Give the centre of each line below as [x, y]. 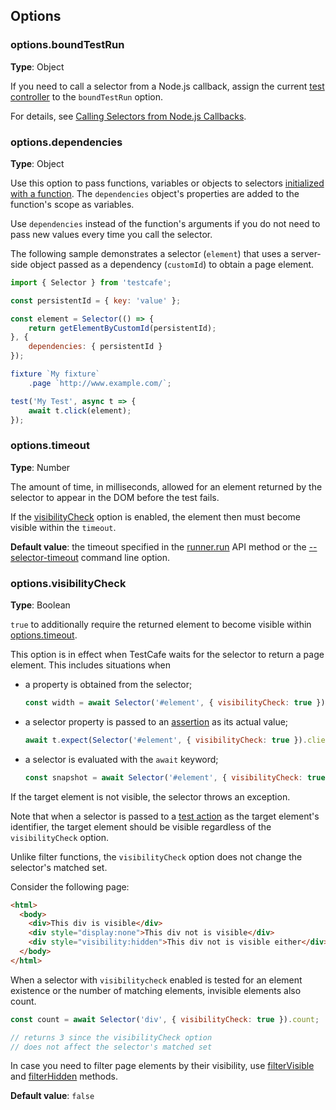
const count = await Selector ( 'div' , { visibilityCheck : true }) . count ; [165, 1019]
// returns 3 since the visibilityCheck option [111, 1037]
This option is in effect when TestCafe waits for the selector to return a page [167, 655]
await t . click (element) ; [80, 410]
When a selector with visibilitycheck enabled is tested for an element [156, 980]
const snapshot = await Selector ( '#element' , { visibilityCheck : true [175, 777]
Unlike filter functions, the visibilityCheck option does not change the [156, 856]
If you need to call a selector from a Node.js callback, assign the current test [167, 86]
